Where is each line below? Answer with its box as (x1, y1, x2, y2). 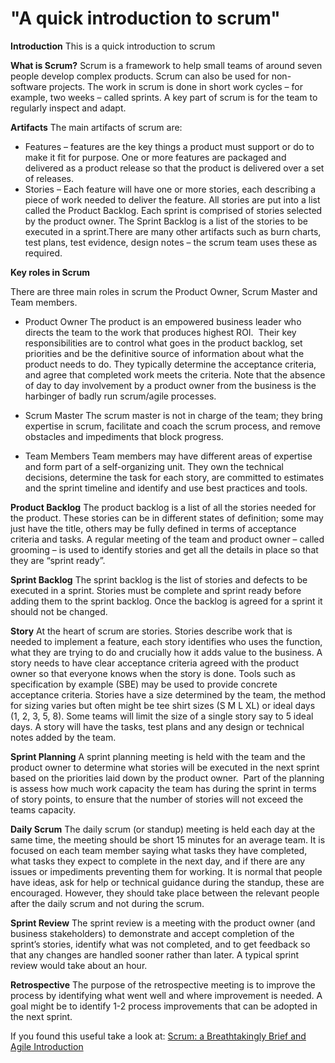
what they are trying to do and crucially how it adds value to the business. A (10, 646, 323, 658)
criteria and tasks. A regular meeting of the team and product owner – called (10, 533, 325, 545)
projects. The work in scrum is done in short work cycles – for (48, 80, 303, 92)
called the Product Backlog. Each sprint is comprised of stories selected (24, 204, 323, 216)
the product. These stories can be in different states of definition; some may (10, 512, 324, 524)
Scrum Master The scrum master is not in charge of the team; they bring (24, 409, 323, 421)
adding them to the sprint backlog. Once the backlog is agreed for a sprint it (10, 595, 323, 607)
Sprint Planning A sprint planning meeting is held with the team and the (10, 750, 306, 762)
